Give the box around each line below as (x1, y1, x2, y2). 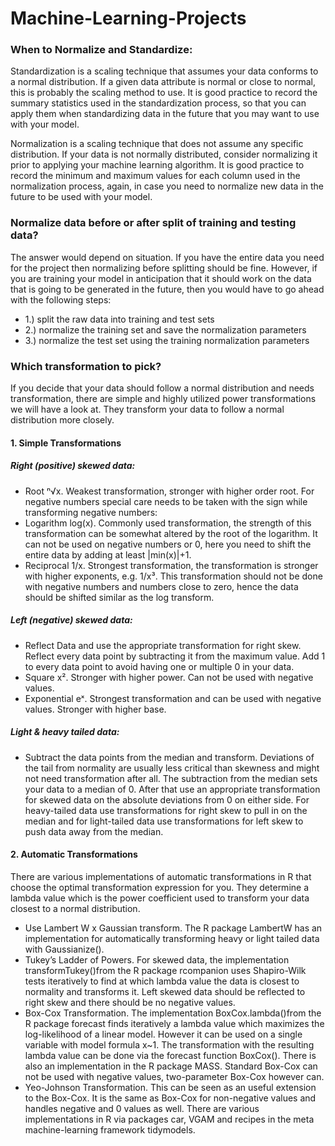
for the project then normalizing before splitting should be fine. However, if (10, 262, 318, 274)
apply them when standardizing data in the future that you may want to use (10, 108, 320, 120)
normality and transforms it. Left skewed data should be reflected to (24, 985, 306, 997)
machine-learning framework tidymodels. (24, 1123, 196, 1136)
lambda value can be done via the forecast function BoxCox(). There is (24, 1049, 317, 1061)
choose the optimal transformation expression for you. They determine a (10, 881, 310, 893)
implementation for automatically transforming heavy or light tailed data (24, 932, 320, 944)
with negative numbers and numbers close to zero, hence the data (24, 580, 299, 592)
